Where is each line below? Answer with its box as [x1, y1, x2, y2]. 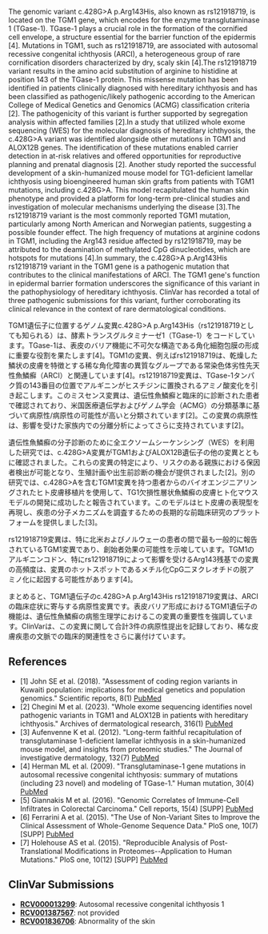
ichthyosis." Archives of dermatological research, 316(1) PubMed [19, 719, 234, 728]
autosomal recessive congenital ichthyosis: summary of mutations [19, 769, 238, 779]
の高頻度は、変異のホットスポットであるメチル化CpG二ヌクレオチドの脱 [8, 565, 248, 574]
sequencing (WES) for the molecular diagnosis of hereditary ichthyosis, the [8, 126, 256, 135]
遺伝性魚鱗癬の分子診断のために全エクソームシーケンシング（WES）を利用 [8, 437, 255, 447]
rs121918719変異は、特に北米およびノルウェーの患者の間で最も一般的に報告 [8, 535, 258, 544]
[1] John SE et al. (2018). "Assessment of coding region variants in [19, 676, 238, 686]
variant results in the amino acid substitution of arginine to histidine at [8, 66, 238, 75]
